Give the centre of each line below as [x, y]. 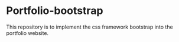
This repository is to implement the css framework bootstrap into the [89, 27]
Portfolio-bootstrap [55, 11]
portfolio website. [27, 33]
